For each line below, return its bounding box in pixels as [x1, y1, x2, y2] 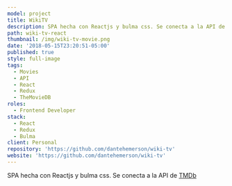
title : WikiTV [7, 17, 49, 24]
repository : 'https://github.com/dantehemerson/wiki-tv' [7, 146, 176, 153]
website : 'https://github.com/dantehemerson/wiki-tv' [7, 152, 167, 160]
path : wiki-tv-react [7, 29, 67, 37]
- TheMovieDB [13, 94, 51, 101]
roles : [7, 101, 26, 108]
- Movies [13, 68, 39, 75]
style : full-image [7, 56, 60, 62]
